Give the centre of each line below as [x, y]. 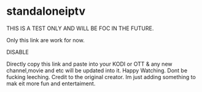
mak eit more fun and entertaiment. [51, 83]
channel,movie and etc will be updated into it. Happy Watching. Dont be [97, 70]
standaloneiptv [46, 11]
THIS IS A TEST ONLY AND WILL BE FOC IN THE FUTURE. [80, 28]
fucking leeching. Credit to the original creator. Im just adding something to [101, 77]
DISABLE [17, 52]
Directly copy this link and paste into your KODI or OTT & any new [90, 64]
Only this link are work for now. [45, 40]
